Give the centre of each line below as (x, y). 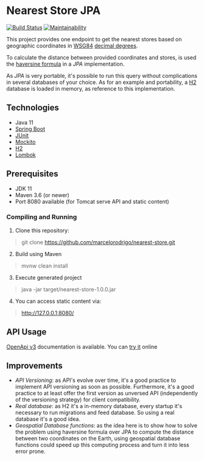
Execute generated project (48, 277)
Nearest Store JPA (54, 11)
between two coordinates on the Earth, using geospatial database (98, 438)
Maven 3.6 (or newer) (42, 195)
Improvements (34, 366)
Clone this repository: (42, 230)
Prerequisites (32, 174)
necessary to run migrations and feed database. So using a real (95, 413)
